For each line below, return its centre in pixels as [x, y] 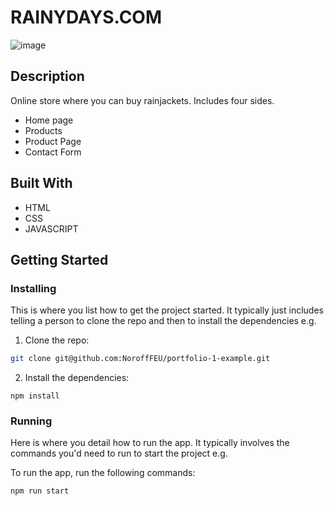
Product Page [53, 141]
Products [43, 130]
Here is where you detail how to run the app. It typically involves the [150, 443]
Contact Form [53, 152]
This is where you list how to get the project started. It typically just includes [167, 310]
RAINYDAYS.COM [86, 17]
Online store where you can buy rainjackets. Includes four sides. [142, 100]
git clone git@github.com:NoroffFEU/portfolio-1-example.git [140, 359]
